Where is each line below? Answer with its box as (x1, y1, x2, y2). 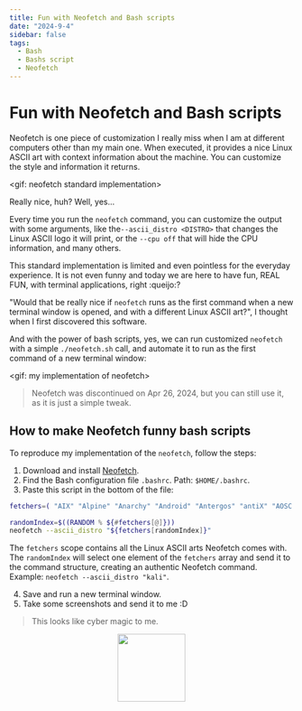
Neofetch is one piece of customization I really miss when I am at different (9, 132, 285, 143)
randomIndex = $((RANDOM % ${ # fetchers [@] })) (9, 518, 176, 527)
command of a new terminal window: (9, 352, 147, 363)
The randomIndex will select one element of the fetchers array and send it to (9, 552, 291, 563)
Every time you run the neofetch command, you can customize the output (9, 213, 282, 224)
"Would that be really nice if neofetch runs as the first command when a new (9, 296, 294, 307)
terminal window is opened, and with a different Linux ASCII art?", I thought (9, 306, 288, 317)
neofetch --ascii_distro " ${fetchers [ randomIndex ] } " (9, 526, 212, 536)
